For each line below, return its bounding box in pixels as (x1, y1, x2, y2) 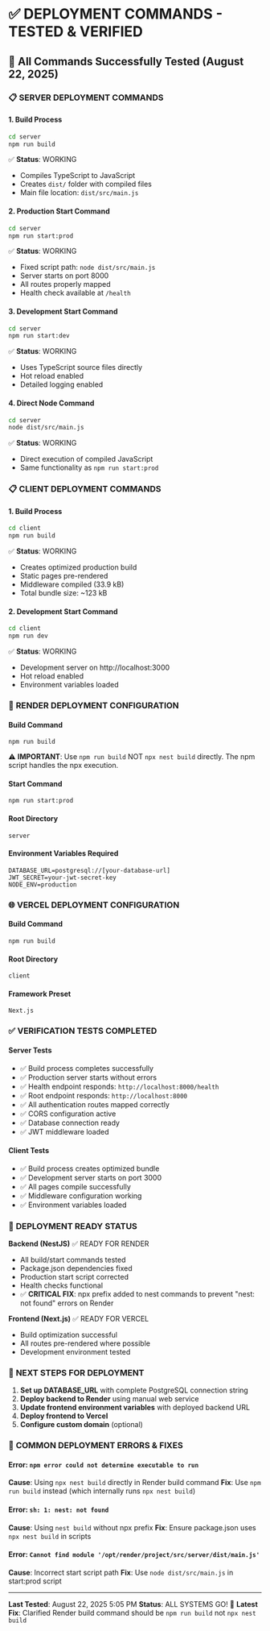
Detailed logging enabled (19, 380, 104, 389)
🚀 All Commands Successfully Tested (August (8, 54, 244, 68)
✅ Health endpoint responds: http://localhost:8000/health (19, 1081, 219, 1091)
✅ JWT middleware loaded (19, 1127, 109, 1136)
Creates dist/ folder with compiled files (19, 179, 153, 189)
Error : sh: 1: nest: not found (8, 1504, 109, 1515)
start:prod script (8, 1576, 62, 1586)
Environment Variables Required (8, 849, 119, 858)
